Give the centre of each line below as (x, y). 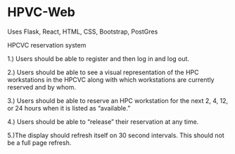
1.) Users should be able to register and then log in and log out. (99, 58)
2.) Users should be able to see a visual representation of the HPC (103, 72)
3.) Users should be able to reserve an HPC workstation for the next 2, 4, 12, (118, 100)
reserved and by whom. (42, 87)
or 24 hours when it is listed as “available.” (69, 108)
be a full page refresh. (39, 142)
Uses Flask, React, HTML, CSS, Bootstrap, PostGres (83, 31)
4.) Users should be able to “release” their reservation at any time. (103, 121)
